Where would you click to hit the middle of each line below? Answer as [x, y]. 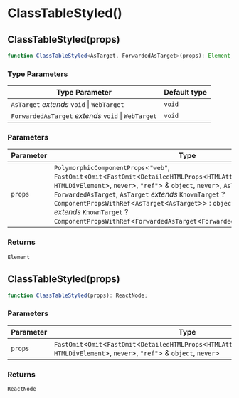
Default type [185, 93]
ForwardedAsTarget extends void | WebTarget [84, 116]
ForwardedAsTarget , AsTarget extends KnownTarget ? [139, 194]
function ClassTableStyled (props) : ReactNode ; [78, 295]
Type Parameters [38, 74]
